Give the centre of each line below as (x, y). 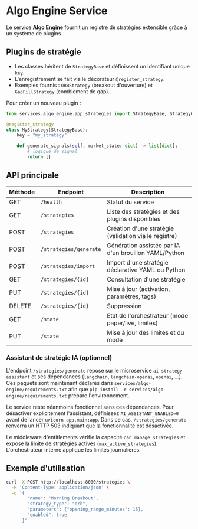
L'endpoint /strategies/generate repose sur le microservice (79, 370)
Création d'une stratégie (141, 228)
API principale (32, 175)
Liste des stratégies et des (143, 211)
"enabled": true (47, 515)
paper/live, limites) (132, 323)
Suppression (124, 306)
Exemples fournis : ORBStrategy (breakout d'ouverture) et (84, 85)
